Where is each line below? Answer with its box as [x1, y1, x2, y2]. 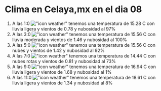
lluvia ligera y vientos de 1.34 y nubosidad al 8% [12, 80, 113, 86]
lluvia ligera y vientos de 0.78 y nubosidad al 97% [12, 25, 116, 32]
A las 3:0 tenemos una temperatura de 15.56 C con [12, 31, 155, 37]
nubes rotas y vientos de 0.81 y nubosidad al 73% [12, 58, 116, 64]
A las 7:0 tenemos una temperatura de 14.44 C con [12, 52, 156, 59]
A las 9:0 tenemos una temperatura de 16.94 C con [12, 64, 156, 70]
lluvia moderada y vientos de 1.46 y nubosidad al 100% [12, 37, 127, 43]
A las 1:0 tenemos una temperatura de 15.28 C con [12, 20, 155, 26]
